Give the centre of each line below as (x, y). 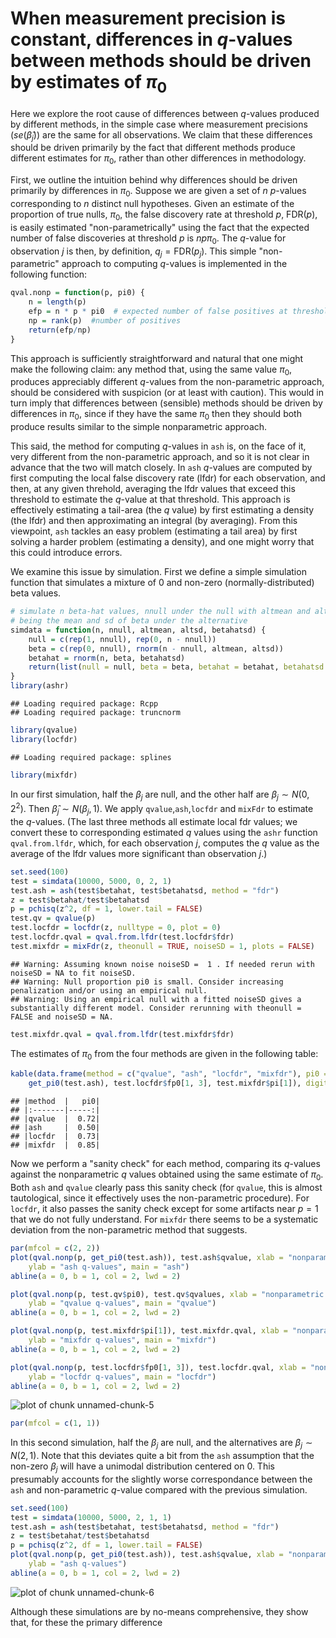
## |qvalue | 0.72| (55, 1119)
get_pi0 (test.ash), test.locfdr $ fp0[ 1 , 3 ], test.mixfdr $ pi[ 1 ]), (165, 1083)
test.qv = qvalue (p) (53, 918)
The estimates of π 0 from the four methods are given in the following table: (164, 1054)
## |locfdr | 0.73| (55, 1137)
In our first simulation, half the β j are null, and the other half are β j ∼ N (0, (160, 795)
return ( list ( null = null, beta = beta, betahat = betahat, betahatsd (176, 667)
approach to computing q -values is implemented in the (174, 264)
